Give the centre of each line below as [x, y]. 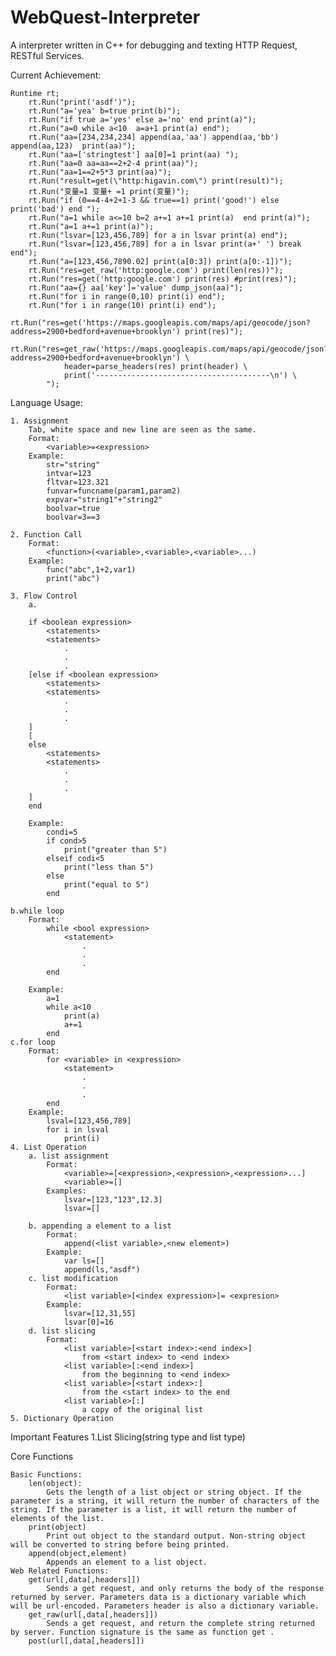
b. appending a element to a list [100, 1226]
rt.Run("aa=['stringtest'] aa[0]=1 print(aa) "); [134, 154]
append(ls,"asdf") [102, 1269]
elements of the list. [57, 1518]
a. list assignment [69, 1156]
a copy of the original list [142, 1409]
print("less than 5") [109, 867]
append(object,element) [78, 1553]
